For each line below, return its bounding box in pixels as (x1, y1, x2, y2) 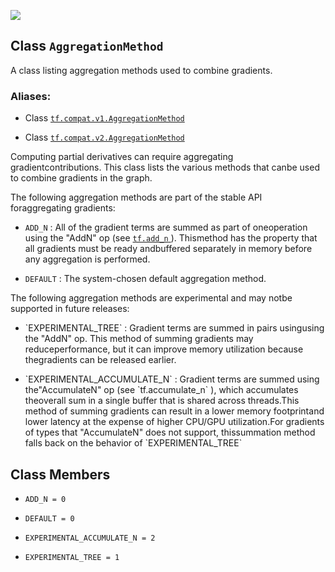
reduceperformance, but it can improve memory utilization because (24, 343, 304, 355)
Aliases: (10, 89, 52, 103)
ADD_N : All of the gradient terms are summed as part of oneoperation (24, 221, 308, 234)
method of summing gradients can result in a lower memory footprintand (24, 405, 325, 417)
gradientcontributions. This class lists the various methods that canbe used (10, 161, 320, 174)
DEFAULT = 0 (24, 513, 75, 524)
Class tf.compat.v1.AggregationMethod (24, 112, 185, 124)
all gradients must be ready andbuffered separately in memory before (24, 243, 313, 255)
